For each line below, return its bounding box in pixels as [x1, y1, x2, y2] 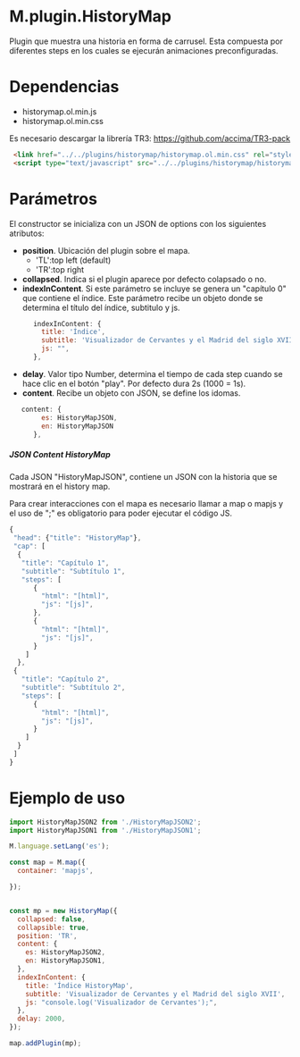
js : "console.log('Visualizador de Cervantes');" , [25, 998, 218, 1007]
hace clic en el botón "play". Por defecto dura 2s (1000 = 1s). [21, 378, 246, 389]
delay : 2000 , [17, 1014, 66, 1024]
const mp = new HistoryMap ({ [9, 906, 118, 915]
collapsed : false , [17, 914, 87, 924]
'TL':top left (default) [35, 255, 112, 265]
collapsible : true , [17, 923, 90, 932]
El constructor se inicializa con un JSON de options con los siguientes [9, 218, 267, 229]
